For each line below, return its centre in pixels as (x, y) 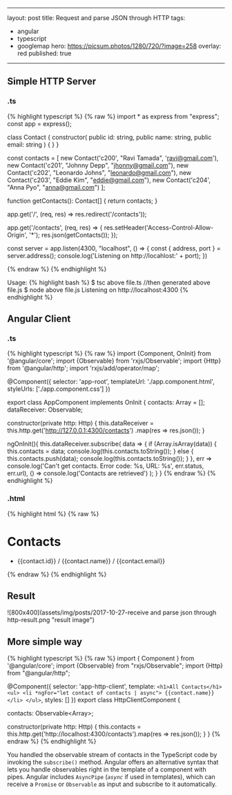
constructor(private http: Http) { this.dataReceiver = (80, 423)
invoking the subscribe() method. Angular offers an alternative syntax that (113, 762)
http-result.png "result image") (51, 620)
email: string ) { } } (33, 144)
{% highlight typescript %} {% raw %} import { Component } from (101, 659)
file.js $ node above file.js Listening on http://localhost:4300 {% (98, 290)
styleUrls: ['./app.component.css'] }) (59, 389)
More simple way (45, 642)
